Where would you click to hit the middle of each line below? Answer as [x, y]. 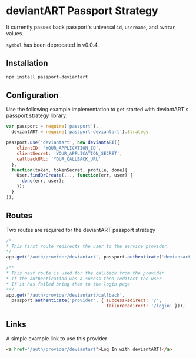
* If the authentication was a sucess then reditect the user [84, 279]
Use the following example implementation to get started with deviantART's [97, 110]
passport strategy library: [37, 115]
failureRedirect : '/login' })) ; [146, 306]
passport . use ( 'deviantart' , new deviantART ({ [63, 142]
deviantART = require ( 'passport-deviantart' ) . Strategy [80, 132]
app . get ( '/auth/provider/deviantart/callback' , [66, 295]
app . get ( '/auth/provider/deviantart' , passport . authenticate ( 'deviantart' [100, 257]
